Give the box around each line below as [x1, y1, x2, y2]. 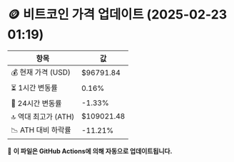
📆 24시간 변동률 [11, 98, 62, 108]
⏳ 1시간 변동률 [11, 82, 58, 92]
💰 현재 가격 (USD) [11, 67, 71, 77]
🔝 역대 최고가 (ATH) [11, 112, 75, 121]
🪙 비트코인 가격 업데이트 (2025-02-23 [7, 6, 228, 23]
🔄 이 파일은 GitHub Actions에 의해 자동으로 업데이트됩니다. [7, 146, 173, 155]
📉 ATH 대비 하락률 [11, 125, 71, 135]
